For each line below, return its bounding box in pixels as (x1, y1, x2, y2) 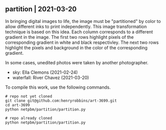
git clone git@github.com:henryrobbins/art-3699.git (5, 98, 117, 103)
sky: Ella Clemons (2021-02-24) (12, 69, 78, 75)
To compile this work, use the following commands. (5, 84, 111, 90)
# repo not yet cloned (5, 94, 52, 99)
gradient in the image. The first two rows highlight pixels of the (5, 34, 134, 40)
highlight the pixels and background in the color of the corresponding (5, 44, 148, 50)
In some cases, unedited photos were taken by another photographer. (5, 59, 149, 65)
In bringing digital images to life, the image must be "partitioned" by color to (5, 18, 161, 24)
